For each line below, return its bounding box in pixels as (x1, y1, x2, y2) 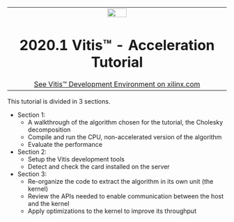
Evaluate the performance (27, 141, 103, 149)
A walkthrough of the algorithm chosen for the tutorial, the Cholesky (27, 118, 224, 127)
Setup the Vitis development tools (27, 155, 125, 164)
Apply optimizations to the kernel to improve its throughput (27, 207, 197, 215)
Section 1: (17, 111, 46, 119)
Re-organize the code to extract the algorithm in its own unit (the (27, 177, 214, 186)
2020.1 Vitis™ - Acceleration (19, 36, 215, 54)
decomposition (27, 125, 71, 134)
